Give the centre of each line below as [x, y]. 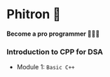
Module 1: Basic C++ [46, 67]
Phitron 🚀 [34, 14]
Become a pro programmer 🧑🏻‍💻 [53, 34]
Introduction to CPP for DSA [55, 52]
